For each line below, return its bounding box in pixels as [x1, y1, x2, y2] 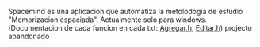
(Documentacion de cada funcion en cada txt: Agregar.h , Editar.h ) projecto [8, 23, 252, 32]
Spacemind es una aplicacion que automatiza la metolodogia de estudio [8, 7, 243, 16]
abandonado [8, 31, 50, 41]
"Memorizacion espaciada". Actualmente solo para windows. [8, 15, 208, 24]
